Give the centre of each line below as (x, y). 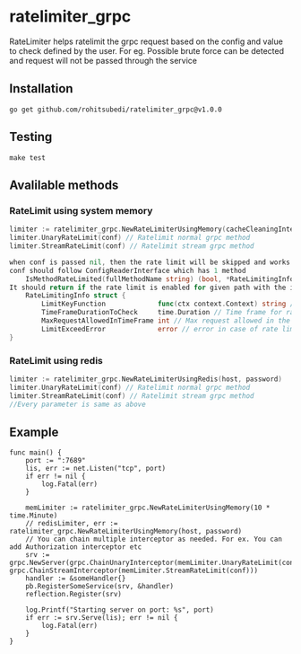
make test (28, 158)
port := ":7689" (56, 461)
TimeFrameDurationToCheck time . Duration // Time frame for (162, 313)
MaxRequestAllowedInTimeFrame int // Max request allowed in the (166, 321)
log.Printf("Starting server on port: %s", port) (120, 610)
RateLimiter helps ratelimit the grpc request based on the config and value (146, 41)
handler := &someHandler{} (76, 579)
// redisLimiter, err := (72, 524)
